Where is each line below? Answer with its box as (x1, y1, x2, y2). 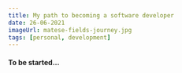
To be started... (8, 57, 60, 67)
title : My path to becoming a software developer (8, 11, 175, 20)
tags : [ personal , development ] (8, 33, 111, 42)
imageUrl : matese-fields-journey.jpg (8, 26, 132, 34)
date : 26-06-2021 (8, 19, 65, 27)
